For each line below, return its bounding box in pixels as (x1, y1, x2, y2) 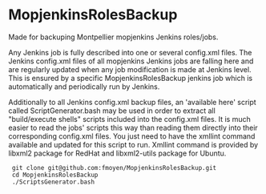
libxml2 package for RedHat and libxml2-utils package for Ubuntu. (8, 148, 227, 158)
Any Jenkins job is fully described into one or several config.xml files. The (8, 47, 252, 57)
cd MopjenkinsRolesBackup (11, 171, 99, 179)
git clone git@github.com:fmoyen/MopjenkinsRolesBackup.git (11, 164, 217, 172)
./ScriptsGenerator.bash (11, 178, 95, 186)
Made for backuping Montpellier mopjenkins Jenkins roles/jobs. (8, 32, 219, 42)
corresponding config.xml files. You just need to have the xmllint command (8, 131, 256, 141)
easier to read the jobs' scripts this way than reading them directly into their (8, 123, 258, 132)
